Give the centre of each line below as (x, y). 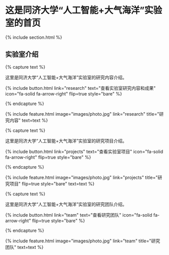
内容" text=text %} (29, 120)
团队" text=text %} (24, 247)
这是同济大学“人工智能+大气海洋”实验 (84, 10)
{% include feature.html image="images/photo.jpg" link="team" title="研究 (83, 241)
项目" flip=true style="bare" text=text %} (52, 184)
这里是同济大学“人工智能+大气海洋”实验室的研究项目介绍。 (66, 141)
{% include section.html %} (34, 37)
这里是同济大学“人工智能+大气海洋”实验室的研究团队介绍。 (66, 204)
